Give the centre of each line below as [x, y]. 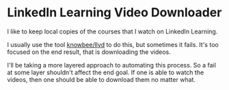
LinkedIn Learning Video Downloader [114, 13]
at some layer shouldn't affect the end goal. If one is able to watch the [106, 72]
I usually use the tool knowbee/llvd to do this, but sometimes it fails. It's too [113, 44]
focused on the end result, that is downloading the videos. [89, 52]
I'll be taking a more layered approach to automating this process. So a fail [112, 65]
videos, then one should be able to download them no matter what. [102, 79]
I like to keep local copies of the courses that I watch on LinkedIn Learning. [112, 31]
